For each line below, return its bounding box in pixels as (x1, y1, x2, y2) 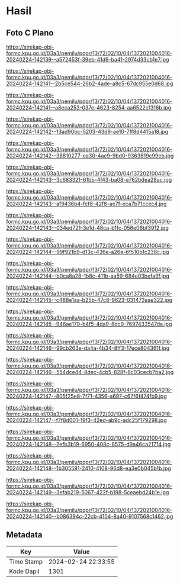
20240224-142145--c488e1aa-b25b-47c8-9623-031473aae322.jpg (6, 297, 173, 303)
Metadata (6, 530, 43, 540)
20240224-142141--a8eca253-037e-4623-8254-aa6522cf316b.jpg (6, 104, 172, 111)
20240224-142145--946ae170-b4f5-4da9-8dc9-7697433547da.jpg (6, 321, 172, 327)
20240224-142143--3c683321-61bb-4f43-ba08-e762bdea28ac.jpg (6, 176, 172, 183)
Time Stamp (9, 558, 43, 566)
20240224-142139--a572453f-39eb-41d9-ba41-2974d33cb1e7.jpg (6, 56, 169, 63)
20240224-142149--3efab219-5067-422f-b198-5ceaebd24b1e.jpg (6, 489, 169, 495)
